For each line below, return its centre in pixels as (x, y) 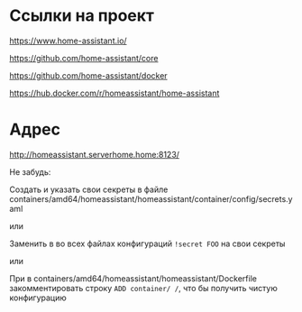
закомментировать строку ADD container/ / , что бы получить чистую (143, 288)
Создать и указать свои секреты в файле (89, 189)
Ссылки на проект (82, 16)
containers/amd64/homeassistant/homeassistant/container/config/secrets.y (151, 198)
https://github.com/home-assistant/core (84, 58)
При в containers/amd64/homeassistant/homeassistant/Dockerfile (133, 278)
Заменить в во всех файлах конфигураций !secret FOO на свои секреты (147, 243)
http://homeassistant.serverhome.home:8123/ (95, 154)
